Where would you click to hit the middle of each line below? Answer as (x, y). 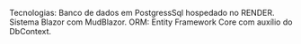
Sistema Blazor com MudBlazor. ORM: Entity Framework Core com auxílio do (151, 22)
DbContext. (31, 31)
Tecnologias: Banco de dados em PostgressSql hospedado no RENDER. (142, 13)
